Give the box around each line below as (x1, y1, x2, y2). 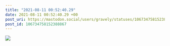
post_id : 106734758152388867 (5, 21, 67, 27)
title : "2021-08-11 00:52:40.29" (5, 7, 76, 13)
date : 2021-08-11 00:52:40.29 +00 (5, 12, 78, 17)
